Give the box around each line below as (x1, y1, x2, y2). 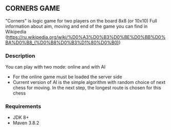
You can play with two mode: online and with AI (5, 64, 106, 70)
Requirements (5, 103, 42, 110)
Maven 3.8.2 (12, 120, 40, 126)
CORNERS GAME (5, 4, 60, 13)
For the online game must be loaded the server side (12, 74, 122, 80)
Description (5, 52, 35, 59)
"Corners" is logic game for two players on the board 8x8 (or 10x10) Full (5, 17, 158, 24)
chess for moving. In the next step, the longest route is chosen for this (12, 84, 161, 91)
